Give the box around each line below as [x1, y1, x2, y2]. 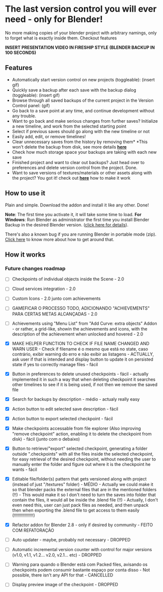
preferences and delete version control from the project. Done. [12, 165, 138, 170]
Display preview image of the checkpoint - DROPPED [12, 582, 118, 588]
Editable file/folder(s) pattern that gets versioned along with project [12, 476, 147, 481]
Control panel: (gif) [12, 102, 50, 108]
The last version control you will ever [5, 3, 157, 15]
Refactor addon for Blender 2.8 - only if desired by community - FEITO [12, 522, 153, 528]
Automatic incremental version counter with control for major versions [12, 547, 152, 553]
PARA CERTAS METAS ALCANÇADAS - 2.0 [12, 311, 98, 317]
